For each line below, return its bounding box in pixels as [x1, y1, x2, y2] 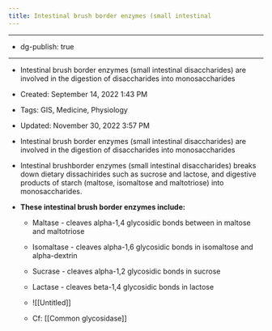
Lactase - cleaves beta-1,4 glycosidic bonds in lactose [32, 282, 215, 291]
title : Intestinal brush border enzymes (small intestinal [8, 11, 212, 20]
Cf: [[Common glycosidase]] [32, 313, 127, 323]
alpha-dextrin [32, 250, 78, 260]
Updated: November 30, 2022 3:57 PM [19, 121, 150, 130]
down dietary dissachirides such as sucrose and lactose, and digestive [19, 169, 257, 179]
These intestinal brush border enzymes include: [19, 202, 186, 211]
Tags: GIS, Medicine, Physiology [19, 104, 128, 114]
